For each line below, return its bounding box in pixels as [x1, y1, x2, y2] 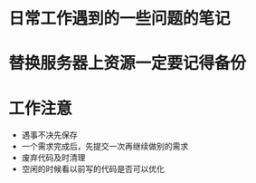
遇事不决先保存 [21, 130, 78, 140]
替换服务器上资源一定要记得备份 [8, 53, 247, 73]
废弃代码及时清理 [21, 152, 86, 163]
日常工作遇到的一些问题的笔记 [8, 8, 232, 29]
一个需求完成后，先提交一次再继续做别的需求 [21, 141, 189, 152]
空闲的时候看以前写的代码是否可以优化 [21, 164, 165, 175]
